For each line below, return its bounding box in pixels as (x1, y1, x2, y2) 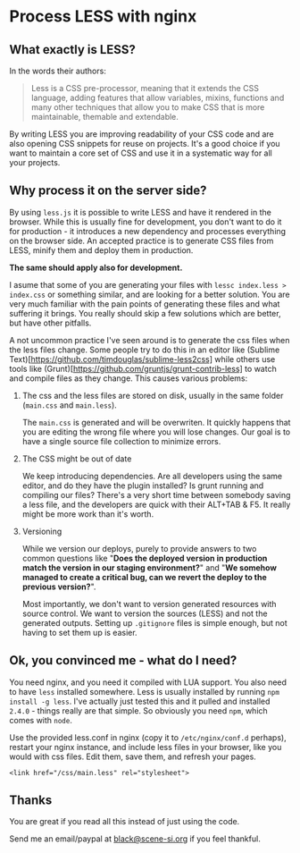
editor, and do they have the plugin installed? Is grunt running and (21, 480, 264, 491)
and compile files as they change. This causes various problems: (9, 373, 248, 384)
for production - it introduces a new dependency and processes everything (9, 225, 287, 236)
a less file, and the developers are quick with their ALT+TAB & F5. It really (21, 499, 291, 510)
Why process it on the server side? (9, 183, 207, 198)
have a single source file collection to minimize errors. (21, 435, 221, 446)
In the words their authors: (9, 65, 107, 76)
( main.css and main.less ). (21, 400, 118, 410)
